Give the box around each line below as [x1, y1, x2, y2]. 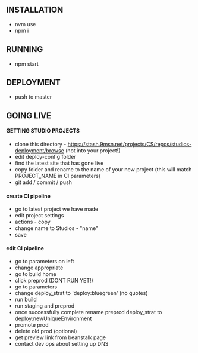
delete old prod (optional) [14, 328, 77, 335]
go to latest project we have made [14, 205, 99, 213]
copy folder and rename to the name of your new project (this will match [14, 166, 192, 173]
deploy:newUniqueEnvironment [14, 315, 92, 322]
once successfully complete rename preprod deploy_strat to [14, 309, 162, 316]
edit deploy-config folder [14, 154, 76, 161]
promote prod [14, 321, 49, 329]
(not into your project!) [65, 147, 121, 154]
